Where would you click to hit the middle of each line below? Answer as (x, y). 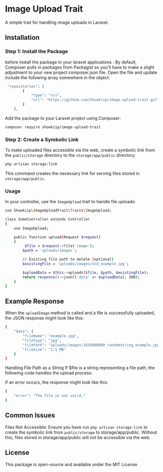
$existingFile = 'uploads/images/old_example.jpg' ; (76, 264)
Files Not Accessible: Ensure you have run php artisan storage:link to (76, 427)
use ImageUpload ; (31, 228)
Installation (22, 38)
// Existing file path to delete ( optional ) (68, 260)
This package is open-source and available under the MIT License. (72, 464)
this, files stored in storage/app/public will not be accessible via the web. (78, 437)
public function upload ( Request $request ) (57, 237)
